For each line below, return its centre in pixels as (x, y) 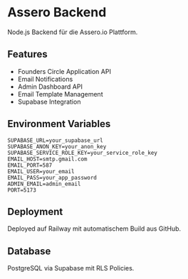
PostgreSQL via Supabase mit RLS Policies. (71, 268)
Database (29, 251)
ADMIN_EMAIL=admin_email (44, 184)
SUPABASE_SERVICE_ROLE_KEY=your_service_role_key (83, 153)
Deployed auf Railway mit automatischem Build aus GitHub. (94, 229)
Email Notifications (45, 79)
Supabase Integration (49, 102)
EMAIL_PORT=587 (30, 165)
